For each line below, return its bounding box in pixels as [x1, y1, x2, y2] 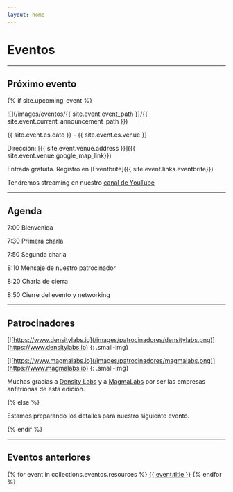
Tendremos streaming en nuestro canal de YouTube [7, 178, 155, 187]
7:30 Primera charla [7, 237, 64, 246]
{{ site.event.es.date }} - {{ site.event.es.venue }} [7, 130, 148, 139]
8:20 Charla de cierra [7, 278, 68, 286]
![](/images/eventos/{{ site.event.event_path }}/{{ [7, 110, 148, 118]
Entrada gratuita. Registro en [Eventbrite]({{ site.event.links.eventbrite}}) [7, 165, 214, 173]
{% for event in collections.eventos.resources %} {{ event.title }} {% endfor [7, 470, 222, 478]
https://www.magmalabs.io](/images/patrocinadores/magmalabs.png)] [13, 357, 216, 364]
